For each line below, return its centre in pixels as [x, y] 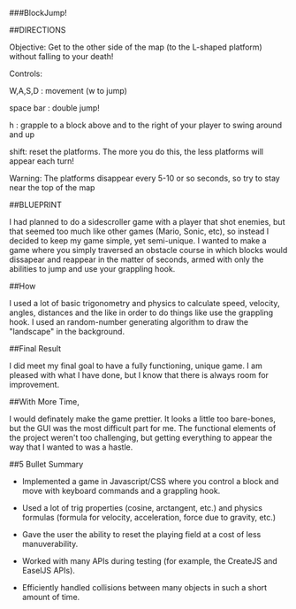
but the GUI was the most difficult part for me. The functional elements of [143, 428]
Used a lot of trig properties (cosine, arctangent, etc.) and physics [142, 508]
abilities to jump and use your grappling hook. [92, 269]
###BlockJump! [38, 13]
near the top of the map [52, 188]
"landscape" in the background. [67, 331]
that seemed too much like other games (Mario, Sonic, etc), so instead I [139, 231]
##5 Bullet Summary [46, 464]
